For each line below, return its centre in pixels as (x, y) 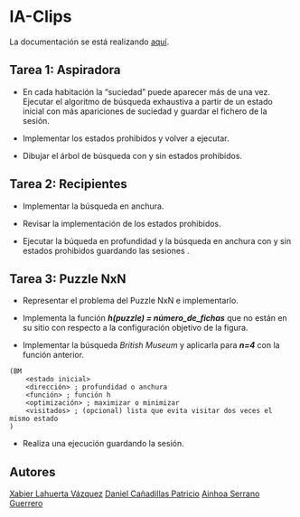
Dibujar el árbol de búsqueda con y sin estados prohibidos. (132, 155)
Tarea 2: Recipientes (69, 184)
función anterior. (53, 355)
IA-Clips (41, 17)
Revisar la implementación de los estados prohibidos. (122, 223)
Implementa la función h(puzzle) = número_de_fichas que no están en (155, 318)
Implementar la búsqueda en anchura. (93, 206)
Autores (33, 472)
